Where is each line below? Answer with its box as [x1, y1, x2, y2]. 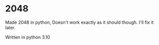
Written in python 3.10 [5, 34, 50, 40]
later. [5, 24, 16, 30]
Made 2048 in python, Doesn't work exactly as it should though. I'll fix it [5, 19, 154, 25]
